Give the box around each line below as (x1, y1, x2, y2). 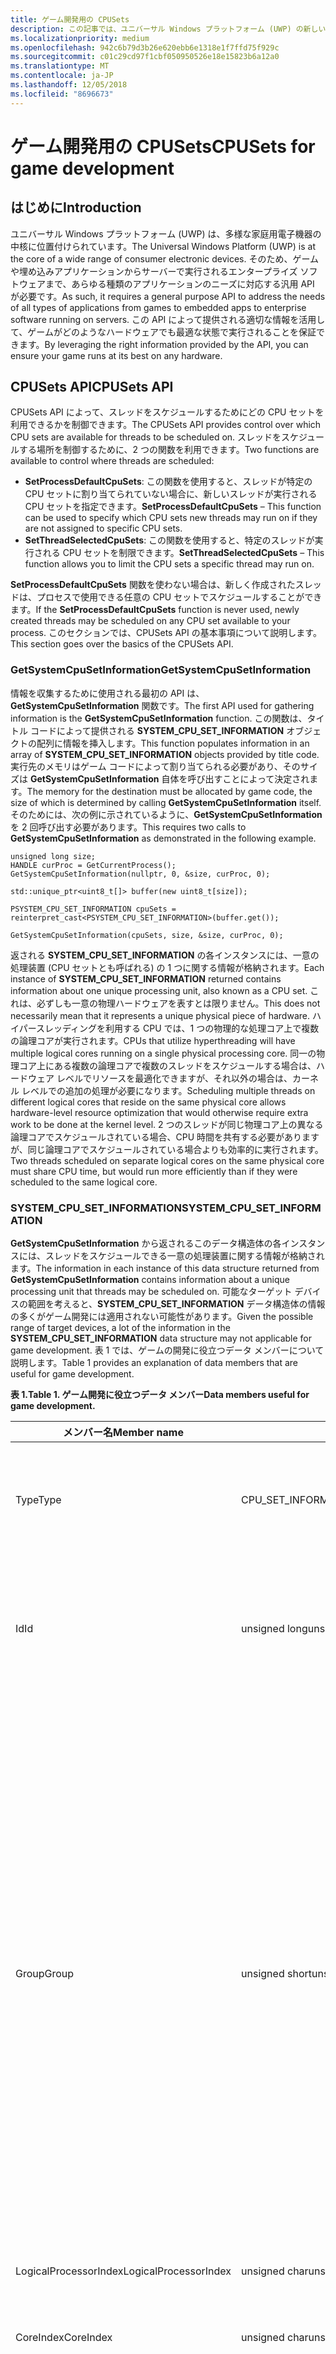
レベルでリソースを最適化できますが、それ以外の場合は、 (56, 1072, 293, 1084)
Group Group (15, 1967, 75, 1981)
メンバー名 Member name (63, 1426, 184, 1440)
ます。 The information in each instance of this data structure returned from (10, 1262, 320, 1275)
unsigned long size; (10, 851, 97, 861)
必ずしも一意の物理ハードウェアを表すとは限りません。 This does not (36, 997, 321, 1009)
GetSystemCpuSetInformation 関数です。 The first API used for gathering (10, 699, 315, 711)
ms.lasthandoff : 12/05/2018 (10, 80, 128, 90)
